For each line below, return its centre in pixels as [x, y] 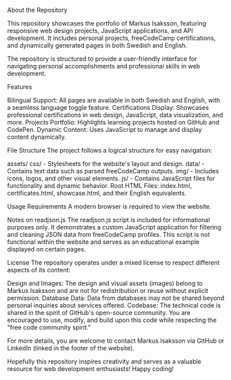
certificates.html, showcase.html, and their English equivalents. [97, 193]
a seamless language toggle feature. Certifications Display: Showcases [108, 107]
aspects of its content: [39, 270]
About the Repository [37, 10]
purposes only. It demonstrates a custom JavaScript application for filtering [114, 227]
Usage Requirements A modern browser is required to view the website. [109, 206]
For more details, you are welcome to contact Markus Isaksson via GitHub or [116, 341]
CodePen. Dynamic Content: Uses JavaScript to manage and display [104, 130]
